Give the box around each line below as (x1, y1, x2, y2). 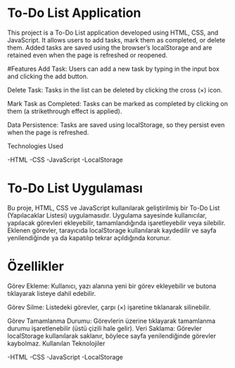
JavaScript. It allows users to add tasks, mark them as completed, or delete (7, 35, 226, 44)
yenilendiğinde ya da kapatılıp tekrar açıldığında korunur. (7, 233, 171, 242)
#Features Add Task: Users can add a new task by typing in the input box (7, 64, 220, 73)
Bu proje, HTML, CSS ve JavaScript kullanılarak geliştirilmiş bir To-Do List (7, 203, 220, 212)
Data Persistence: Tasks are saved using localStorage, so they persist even (7, 120, 225, 129)
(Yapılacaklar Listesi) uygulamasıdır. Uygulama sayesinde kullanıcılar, (7, 210, 208, 220)
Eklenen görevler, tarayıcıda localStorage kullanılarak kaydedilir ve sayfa (7, 226, 217, 235)
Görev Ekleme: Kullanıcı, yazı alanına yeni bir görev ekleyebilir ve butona (7, 281, 217, 290)
